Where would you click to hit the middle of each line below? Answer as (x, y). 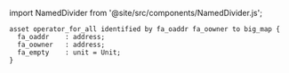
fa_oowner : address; (61, 45)
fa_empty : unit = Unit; (69, 53)
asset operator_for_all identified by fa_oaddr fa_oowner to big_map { (144, 29)
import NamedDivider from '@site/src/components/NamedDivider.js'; (136, 13)
